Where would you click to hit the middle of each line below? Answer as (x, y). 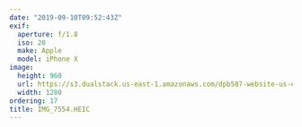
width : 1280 (40, 92)
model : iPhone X (48, 59)
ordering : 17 (34, 101)
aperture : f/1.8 (48, 34)
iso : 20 (32, 42)
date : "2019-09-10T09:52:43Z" (66, 17)
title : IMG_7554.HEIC (50, 109)
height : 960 (40, 76)
